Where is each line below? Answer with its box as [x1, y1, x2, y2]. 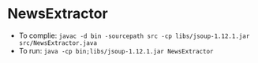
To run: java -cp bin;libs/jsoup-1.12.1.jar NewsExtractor [18, 46, 214, 55]
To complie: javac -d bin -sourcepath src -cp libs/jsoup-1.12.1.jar [18, 31, 250, 40]
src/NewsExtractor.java [18, 39, 98, 47]
